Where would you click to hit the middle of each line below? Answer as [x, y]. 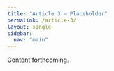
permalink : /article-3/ [42, 20]
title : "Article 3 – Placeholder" [58, 14]
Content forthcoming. [38, 60]
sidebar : [20, 33]
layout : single [29, 27]
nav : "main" [31, 40]
